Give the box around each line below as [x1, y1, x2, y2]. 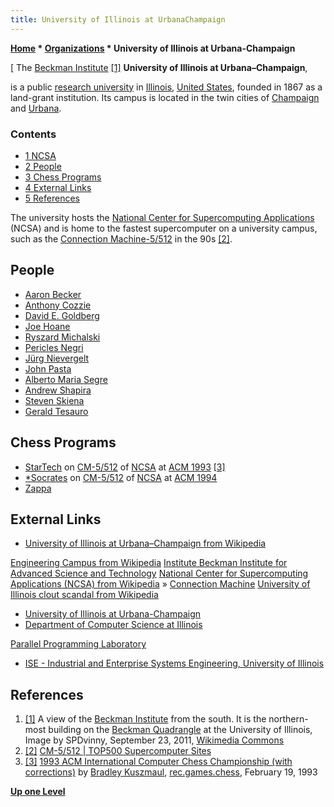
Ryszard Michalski [24, 331, 101, 343]
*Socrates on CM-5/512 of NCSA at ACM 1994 [24, 471, 218, 483]
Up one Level [10, 786, 66, 798]
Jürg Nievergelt [24, 352, 90, 364]
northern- [268, 713, 309, 725]
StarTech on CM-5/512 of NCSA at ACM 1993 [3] [24, 461, 226, 473]
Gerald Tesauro [24, 405, 89, 417]
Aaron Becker [24, 288, 82, 300]
